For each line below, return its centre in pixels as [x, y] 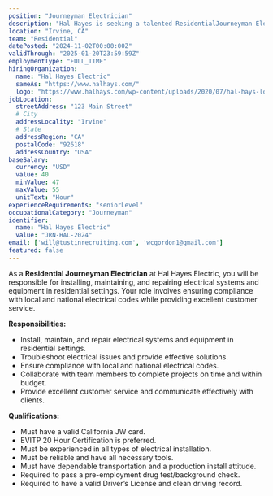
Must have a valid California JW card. [83, 431]
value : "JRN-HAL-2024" [54, 235]
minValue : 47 [38, 183]
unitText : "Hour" [45, 197]
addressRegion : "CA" [50, 137]
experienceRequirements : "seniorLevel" [76, 205]
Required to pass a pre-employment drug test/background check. [130, 474]
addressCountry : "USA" [54, 152]
